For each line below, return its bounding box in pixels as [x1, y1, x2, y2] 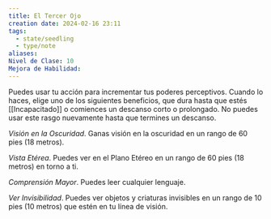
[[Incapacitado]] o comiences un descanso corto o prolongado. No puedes [8, 104, 259, 114]
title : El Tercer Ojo [8, 11, 82, 20]
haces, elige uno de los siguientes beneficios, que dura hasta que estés [8, 95, 248, 105]
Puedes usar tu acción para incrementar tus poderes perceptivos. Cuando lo [8, 87, 264, 97]
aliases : [8, 49, 38, 58]
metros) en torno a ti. [8, 161, 78, 171]
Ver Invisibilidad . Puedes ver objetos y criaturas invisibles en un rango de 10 [8, 192, 262, 203]
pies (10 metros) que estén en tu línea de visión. [8, 201, 168, 211]
